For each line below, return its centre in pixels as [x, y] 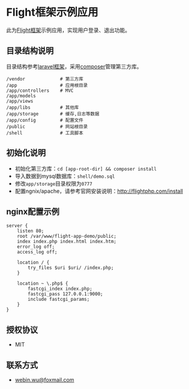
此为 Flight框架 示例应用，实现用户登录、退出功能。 [68, 30]
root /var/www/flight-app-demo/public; [67, 237]
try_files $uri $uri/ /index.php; [71, 268]
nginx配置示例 [33, 212]
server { [17, 226]
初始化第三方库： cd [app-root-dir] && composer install [86, 168]
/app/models [21, 96]
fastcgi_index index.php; [60, 289]
